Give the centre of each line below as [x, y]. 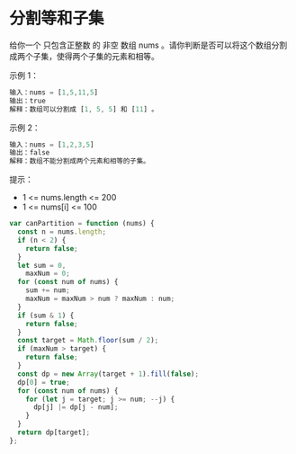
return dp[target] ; [54, 432]
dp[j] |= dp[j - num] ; [76, 407]
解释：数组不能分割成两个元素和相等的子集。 [80, 161]
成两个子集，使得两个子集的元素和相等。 [84, 56]
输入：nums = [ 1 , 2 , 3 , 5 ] [52, 145]
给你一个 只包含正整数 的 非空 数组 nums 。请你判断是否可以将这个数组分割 [148, 45]
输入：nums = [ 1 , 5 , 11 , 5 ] [54, 92]
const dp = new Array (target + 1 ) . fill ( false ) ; [108, 374]
